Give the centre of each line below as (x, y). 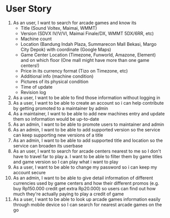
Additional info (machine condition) (57, 76)
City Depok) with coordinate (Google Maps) (66, 49)
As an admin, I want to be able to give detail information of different (83, 178)
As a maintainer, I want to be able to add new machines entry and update (89, 113)
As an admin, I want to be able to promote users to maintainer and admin (89, 124)
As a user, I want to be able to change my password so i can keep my (85, 167)
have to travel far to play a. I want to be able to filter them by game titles (88, 156)
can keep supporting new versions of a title (58, 135)
